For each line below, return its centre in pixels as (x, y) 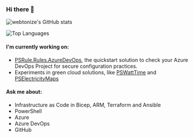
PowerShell (28, 111)
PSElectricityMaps (37, 78)
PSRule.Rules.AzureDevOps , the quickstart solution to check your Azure (101, 60)
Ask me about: (24, 92)
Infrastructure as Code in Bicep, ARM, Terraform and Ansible (88, 105)
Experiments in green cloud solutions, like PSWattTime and (85, 72)
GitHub (23, 130)
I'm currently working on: (37, 47)
